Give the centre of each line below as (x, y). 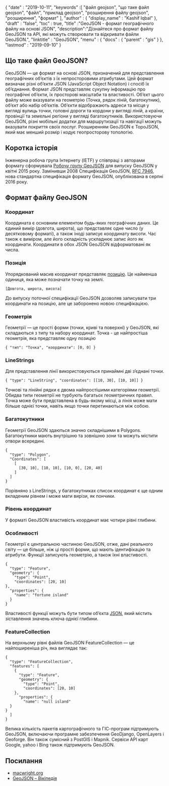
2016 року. (17, 182)
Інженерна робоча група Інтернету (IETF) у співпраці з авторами (75, 160)
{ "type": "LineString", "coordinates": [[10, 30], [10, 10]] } (74, 381)
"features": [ (24, 666)
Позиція (16, 263)
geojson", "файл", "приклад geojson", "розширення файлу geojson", (77, 13)
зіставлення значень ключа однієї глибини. (52, 619)
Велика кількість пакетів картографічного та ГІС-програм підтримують (82, 729)
